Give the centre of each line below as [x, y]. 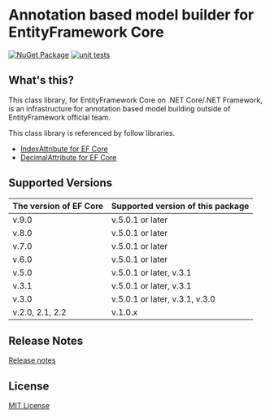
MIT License [29, 406]
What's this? [41, 80]
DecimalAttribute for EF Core [68, 157]
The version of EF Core [58, 206]
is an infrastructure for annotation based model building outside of [120, 108]
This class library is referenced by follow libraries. [92, 133]
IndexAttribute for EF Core [64, 149]
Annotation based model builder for [131, 15]
